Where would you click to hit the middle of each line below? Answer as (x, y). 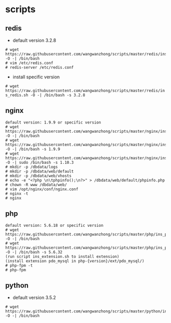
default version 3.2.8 (34, 40)
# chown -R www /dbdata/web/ (36, 185)
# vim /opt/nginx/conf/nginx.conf (42, 189)
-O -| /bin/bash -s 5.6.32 (34, 252)
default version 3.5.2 (34, 298)
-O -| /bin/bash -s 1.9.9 (33, 149)
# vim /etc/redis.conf (29, 63)
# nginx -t (17, 194)
